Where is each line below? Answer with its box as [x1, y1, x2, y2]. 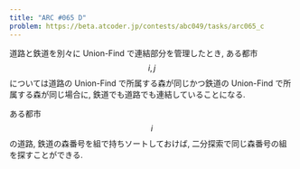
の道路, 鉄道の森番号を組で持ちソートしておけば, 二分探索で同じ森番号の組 [9, 137, 287, 149]
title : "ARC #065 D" [9, 13, 88, 23]
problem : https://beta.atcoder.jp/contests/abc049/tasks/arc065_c [9, 22, 265, 31]
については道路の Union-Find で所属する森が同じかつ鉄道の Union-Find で [9, 78, 284, 89]
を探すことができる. [9, 149, 83, 160]
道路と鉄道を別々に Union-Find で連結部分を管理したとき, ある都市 [9, 47, 258, 59]
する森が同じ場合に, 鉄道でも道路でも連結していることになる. [16, 89, 246, 99]
